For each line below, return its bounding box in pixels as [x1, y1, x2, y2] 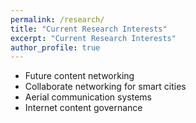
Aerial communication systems [24, 91, 152, 103]
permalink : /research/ [10, 14, 105, 25]
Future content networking [24, 70, 135, 82]
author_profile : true [10, 42, 101, 53]
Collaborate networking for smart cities [24, 81, 187, 93]
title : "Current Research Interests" [10, 24, 168, 34]
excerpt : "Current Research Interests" [10, 33, 177, 43]
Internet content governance [24, 102, 143, 114]
